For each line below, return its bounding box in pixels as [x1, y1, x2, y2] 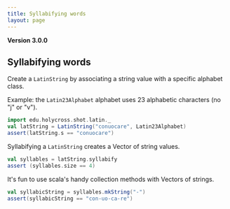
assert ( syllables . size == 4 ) [7, 162, 96, 169]
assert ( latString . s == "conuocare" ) [7, 130, 114, 137]
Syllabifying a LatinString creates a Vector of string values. [7, 142, 180, 150]
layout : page [7, 17, 46, 24]
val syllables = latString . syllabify [7, 155, 118, 163]
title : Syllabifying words [7, 10, 86, 17]
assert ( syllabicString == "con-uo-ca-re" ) [7, 195, 133, 202]
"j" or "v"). [7, 103, 38, 112]
